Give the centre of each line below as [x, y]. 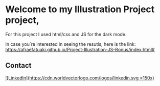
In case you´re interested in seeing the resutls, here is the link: [71, 44]
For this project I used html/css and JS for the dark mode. [66, 34]
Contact [18, 65]
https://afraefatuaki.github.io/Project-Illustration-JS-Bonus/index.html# [80, 49]
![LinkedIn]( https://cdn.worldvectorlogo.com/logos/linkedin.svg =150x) [80, 78]
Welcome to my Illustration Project [80, 9]
